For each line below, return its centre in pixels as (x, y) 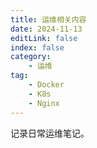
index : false (37, 47)
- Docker (46, 85)
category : (31, 57)
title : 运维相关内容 (48, 19)
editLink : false (44, 38)
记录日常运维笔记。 (50, 133)
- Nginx (44, 103)
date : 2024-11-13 (46, 29)
